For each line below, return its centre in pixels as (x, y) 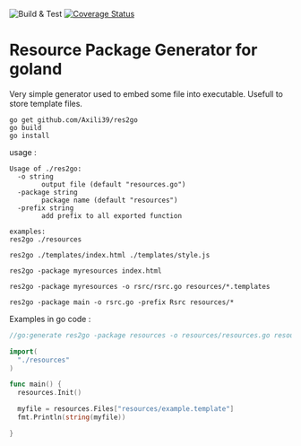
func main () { (36, 385)
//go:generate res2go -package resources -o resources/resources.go (140, 335)
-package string (47, 192)
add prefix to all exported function (112, 215)
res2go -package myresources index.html (86, 271)
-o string (35, 176)
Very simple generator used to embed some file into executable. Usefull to (146, 93)
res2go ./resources (46, 239)
